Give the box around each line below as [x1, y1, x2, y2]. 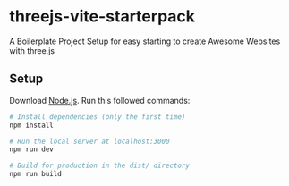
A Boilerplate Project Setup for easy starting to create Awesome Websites [9, 36, 281, 46]
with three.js [9, 45, 55, 55]
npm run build [9, 170, 63, 179]
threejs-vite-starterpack [9, 6, 195, 27]
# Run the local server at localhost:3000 [9, 137, 170, 146]
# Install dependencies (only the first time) [9, 112, 186, 122]
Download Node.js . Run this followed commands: [9, 95, 191, 106]
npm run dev [9, 145, 54, 154]
